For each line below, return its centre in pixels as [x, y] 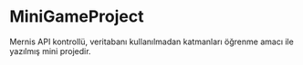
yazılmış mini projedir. [50, 51]
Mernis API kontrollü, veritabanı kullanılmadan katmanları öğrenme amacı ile [151, 42]
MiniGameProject [77, 17]
